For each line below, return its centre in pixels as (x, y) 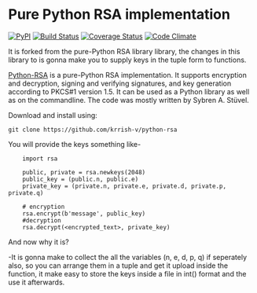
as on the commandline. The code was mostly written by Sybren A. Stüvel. (128, 100)
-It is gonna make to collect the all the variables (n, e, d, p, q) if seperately (128, 257)
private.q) (26, 193)
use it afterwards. (37, 282)
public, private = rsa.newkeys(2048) (84, 172)
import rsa (40, 159)
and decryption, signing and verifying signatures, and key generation (120, 83)
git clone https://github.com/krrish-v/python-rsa (93, 130)
